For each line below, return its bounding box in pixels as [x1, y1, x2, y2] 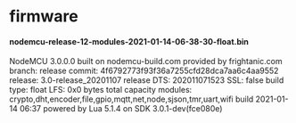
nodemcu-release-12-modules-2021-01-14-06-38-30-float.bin [9, 36, 250, 46]
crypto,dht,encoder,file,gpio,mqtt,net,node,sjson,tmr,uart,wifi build [9, 94, 254, 104]
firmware [9, 6, 78, 27]
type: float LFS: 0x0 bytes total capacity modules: [9, 85, 193, 95]
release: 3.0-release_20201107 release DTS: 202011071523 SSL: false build [9, 75, 284, 86]
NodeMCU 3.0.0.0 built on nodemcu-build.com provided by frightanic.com [9, 56, 283, 67]
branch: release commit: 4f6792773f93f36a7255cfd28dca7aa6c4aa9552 [9, 65, 279, 77]
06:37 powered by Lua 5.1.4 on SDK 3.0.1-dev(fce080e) [19, 103, 223, 114]
